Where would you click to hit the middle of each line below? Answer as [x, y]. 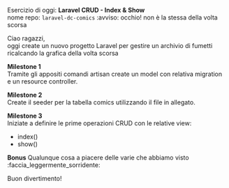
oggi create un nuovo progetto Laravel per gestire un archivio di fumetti [110, 46]
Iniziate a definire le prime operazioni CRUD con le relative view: [99, 123]
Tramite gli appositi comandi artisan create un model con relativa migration [115, 74]
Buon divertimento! [35, 178]
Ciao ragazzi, [26, 38]
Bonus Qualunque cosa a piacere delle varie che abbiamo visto [98, 157]
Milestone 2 [25, 95]
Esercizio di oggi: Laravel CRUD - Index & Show [76, 10]
